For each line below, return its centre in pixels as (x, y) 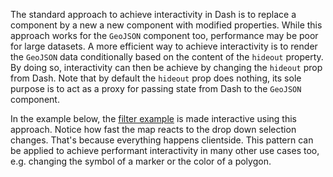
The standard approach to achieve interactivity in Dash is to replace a (153, 14)
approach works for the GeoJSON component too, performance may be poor (164, 35)
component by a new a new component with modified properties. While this (166, 25)
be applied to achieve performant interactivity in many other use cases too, (165, 150)
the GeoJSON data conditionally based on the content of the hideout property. (167, 57)
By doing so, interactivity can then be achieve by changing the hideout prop (166, 67)
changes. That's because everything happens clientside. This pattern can (162, 140)
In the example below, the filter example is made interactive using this (153, 118)
